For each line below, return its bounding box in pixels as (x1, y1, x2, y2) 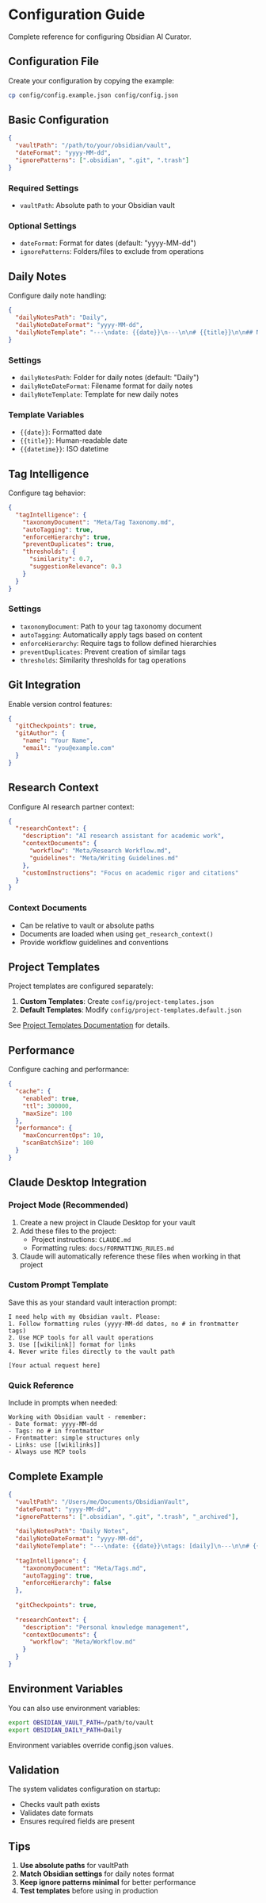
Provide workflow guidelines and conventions (19, 937, 169, 947)
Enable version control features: (8, 699, 112, 709)
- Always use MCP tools (8, 1448, 87, 1456)
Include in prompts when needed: (8, 1398, 118, 1408)
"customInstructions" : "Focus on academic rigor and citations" (22, 869, 239, 877)
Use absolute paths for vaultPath (19, 1861, 129, 1870)
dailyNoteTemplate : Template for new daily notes (19, 389, 179, 398)
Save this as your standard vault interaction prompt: (8, 1297, 177, 1307)
